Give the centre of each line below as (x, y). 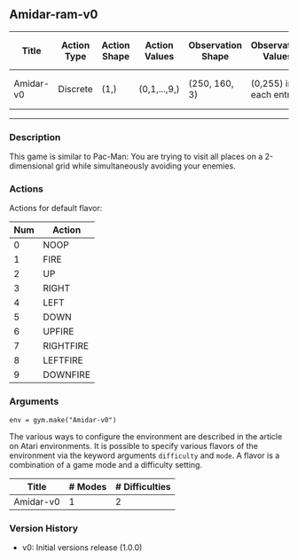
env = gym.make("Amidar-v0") (63, 420)
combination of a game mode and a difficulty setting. (106, 464)
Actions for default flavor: (56, 209)
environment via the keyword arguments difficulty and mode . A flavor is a (145, 455)
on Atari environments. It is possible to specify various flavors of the (134, 446)
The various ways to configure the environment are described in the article (146, 436)
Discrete (75, 89)
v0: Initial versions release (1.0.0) (82, 548)
